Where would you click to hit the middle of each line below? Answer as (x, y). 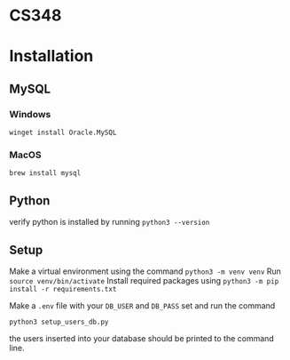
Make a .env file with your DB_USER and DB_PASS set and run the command (142, 305)
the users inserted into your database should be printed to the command (142, 338)
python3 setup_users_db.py (59, 322)
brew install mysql (45, 173)
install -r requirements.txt (63, 289)
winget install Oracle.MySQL (63, 133)
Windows (30, 114)
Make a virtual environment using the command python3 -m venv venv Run (145, 271)
